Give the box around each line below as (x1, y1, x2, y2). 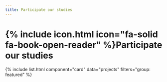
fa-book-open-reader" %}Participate (5, 39, 163, 50)
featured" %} (5, 72, 32, 78)
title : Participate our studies (5, 7, 72, 12)
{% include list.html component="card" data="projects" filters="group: (5, 66, 151, 72)
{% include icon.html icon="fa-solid (5, 28, 158, 40)
